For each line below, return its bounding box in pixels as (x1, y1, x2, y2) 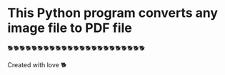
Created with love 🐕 (7, 60, 67, 69)
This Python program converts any (7, 5, 219, 21)
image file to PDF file (7, 20, 132, 36)
